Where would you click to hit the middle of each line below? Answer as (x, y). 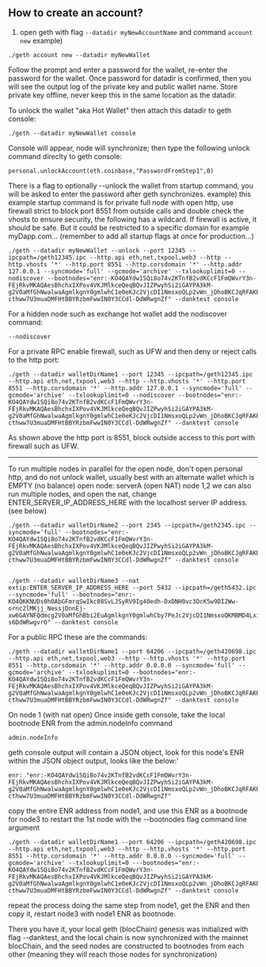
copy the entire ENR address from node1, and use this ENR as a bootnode (128, 810)
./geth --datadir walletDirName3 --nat (74, 581)
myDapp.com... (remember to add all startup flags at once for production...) (131, 236)
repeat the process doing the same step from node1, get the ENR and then (129, 905)
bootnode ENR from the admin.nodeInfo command (90, 723)
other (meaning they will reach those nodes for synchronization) (113, 954)
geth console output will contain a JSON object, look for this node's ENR (126, 752)
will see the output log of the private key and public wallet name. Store (123, 86)
